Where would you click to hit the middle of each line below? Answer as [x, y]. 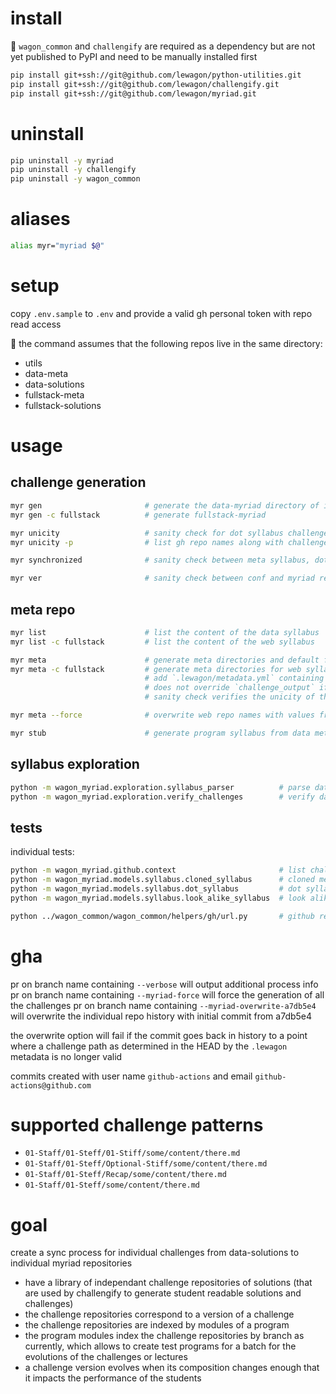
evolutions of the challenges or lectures [106, 1357]
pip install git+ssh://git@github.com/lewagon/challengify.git [145, 84]
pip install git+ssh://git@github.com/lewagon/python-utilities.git [156, 75]
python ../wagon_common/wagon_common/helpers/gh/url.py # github [162, 916]
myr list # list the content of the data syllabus [165, 632]
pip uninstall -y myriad [62, 160]
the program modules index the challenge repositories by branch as [164, 1336]
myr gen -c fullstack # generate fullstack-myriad [138, 515]
